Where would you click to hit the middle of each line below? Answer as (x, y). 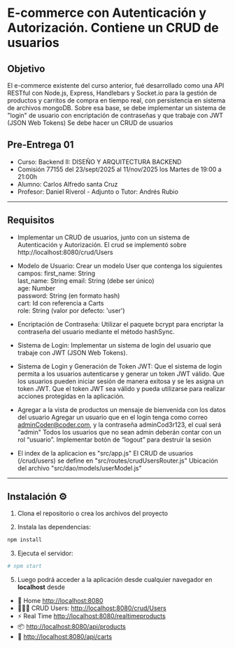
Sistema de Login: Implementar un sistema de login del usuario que (114, 345)
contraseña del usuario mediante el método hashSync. (96, 331)
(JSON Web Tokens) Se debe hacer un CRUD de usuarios (90, 123)
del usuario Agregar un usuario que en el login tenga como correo (112, 417)
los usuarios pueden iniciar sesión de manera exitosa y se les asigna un (120, 381)
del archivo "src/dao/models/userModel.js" (79, 468)
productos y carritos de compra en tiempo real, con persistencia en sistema (116, 100)
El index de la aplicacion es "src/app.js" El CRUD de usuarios (105, 453)
